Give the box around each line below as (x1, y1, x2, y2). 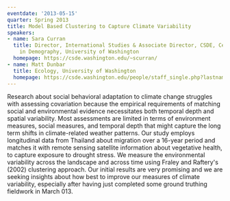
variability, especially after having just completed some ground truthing (7, 180, 207, 189)
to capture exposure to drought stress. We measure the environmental (7, 151, 205, 159)
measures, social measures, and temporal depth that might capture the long (7, 121, 221, 130)
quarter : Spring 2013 (7, 16, 69, 23)
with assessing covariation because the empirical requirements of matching (7, 100, 221, 108)
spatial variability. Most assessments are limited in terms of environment (7, 115, 211, 123)
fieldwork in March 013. (7, 187, 73, 196)
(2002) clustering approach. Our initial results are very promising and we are (7, 165, 223, 174)
